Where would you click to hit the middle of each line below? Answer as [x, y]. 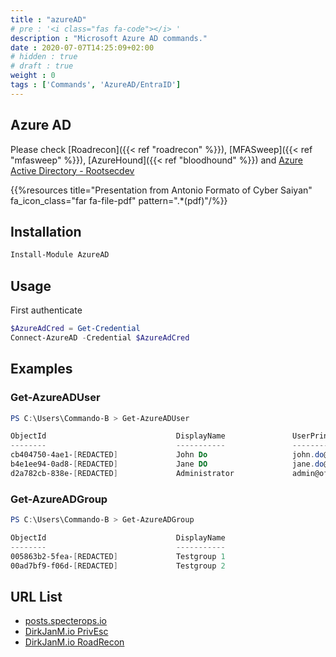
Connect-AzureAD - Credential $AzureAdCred [100, 337]
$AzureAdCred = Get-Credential [75, 329]
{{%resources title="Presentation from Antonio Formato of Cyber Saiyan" [161, 190]
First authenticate [46, 310]
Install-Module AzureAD [60, 255]
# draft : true [42, 66]
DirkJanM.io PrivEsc [66, 632]
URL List [36, 596]
